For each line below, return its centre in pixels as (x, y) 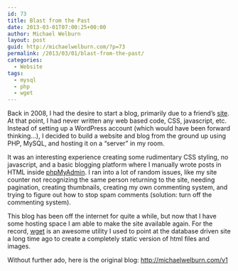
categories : (25, 60)
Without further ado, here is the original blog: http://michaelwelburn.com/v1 (118, 260)
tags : (15, 73)
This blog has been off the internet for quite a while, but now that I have (112, 216)
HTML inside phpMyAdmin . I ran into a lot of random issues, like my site (112, 172)
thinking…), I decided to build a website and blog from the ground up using (117, 136)
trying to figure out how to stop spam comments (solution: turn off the (110, 195)
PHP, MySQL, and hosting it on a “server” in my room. (86, 143)
